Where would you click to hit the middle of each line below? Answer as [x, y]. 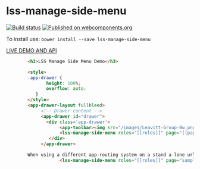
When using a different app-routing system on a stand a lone [106, 155]
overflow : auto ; [66, 89]
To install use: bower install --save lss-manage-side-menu [78, 39]
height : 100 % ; [64, 83]
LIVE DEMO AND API [32, 50]
